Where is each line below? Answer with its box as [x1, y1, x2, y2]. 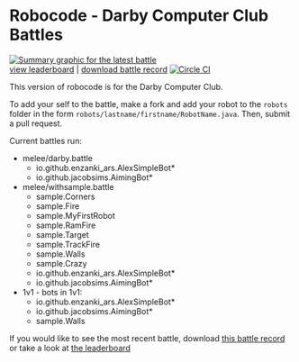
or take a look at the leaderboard [9, 342, 131, 353]
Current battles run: [9, 135, 83, 146]
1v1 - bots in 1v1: [22, 286, 83, 297]
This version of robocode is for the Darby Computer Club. [9, 81, 223, 92]
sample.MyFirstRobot [35, 210, 115, 221]
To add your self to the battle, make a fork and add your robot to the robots [9, 98, 288, 109]
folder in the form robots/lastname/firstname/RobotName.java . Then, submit [9, 108, 291, 119]
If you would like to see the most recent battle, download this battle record [9, 332, 285, 343]
